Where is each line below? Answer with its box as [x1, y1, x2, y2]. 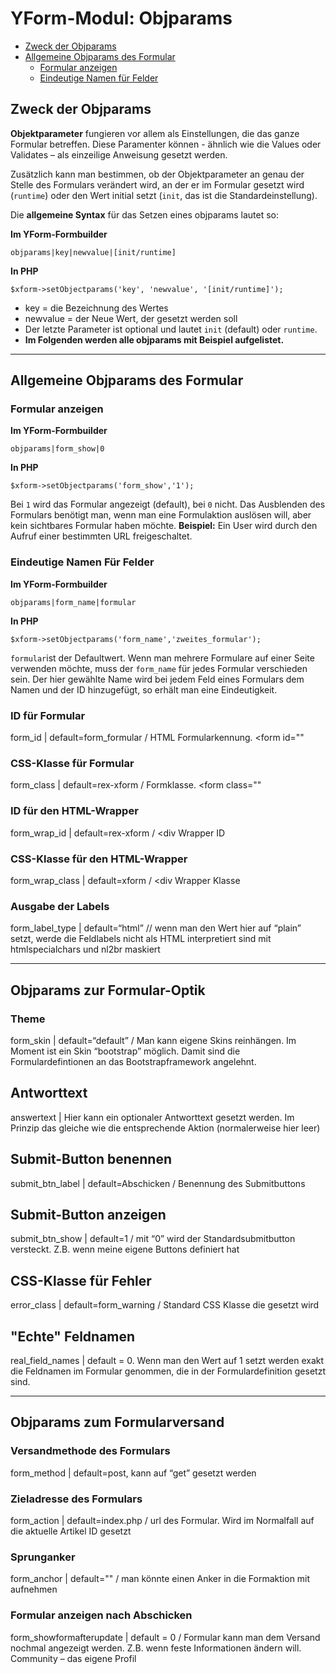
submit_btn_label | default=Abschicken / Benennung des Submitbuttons [10, 1177, 306, 1189]
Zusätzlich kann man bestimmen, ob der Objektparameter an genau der [10, 168, 305, 180]
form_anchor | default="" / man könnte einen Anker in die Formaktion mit [10, 1573, 311, 1585]
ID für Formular [10, 708, 86, 722]
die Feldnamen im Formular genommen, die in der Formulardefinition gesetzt [10, 1365, 326, 1377]
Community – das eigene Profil [10, 1652, 137, 1664]
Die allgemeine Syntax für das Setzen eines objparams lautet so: [10, 208, 279, 221]
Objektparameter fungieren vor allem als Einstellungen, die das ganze [10, 127, 300, 139]
